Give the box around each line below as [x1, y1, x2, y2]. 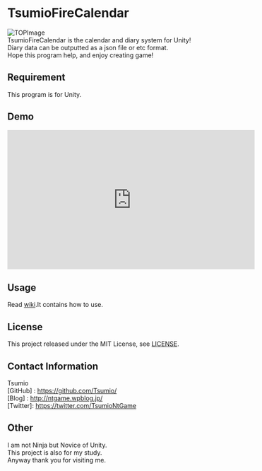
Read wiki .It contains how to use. [7, 301, 104, 309]
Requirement [7, 71, 66, 83]
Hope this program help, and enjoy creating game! [7, 51, 154, 59]
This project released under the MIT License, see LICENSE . [7, 339, 179, 348]
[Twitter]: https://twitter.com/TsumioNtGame [7, 402, 136, 409]
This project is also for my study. [7, 448, 102, 457]
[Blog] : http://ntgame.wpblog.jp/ [7, 394, 103, 402]
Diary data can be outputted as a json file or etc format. [7, 43, 169, 52]
